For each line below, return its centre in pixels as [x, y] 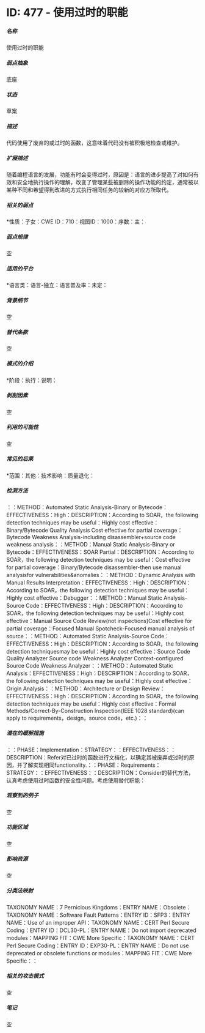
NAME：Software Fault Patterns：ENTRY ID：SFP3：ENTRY [114, 915]
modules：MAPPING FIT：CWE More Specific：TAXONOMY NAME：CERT [101, 938]
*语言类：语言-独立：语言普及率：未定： [57, 285]
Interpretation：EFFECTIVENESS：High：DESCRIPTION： [119, 583]
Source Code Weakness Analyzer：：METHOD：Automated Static [90, 665]
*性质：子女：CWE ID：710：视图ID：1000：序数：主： [76, 222]
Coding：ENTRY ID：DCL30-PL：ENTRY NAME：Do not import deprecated [101, 930]
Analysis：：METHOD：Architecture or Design [81, 688]
